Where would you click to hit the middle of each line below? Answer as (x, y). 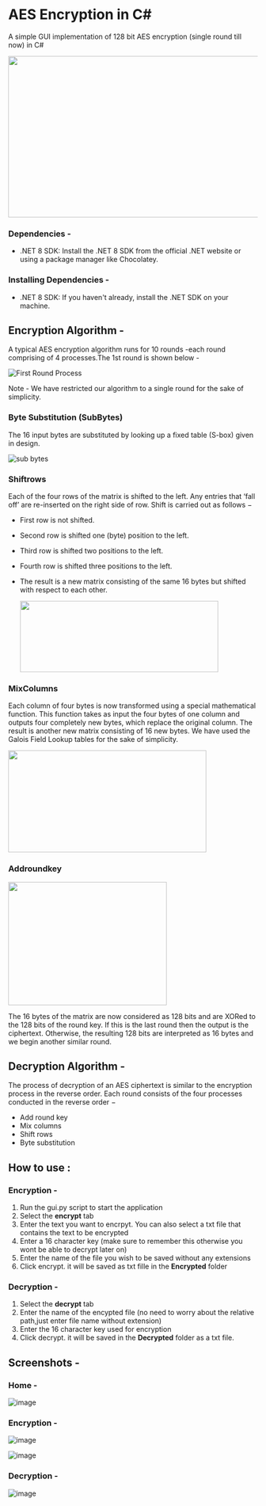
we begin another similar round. (60, 1041)
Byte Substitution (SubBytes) (66, 417)
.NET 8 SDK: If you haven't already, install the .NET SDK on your (124, 297)
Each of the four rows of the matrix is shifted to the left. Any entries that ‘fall (132, 496)
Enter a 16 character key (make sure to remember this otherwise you (131, 1242)
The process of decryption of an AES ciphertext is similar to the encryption (130, 1086)
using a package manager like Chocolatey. (89, 260)
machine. (35, 306)
